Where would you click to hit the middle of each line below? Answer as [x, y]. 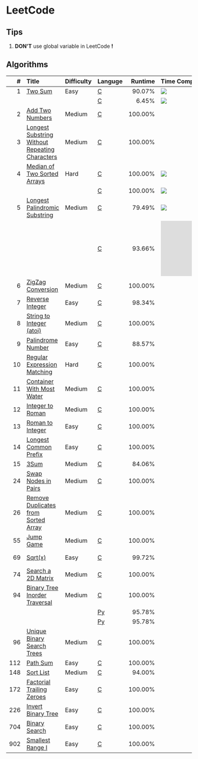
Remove [37, 497]
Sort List [38, 672]
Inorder [37, 595]
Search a [39, 570]
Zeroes [36, 697]
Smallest [38, 740]
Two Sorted [42, 173]
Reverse [38, 299]
